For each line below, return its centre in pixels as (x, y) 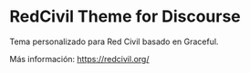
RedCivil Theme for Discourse (125, 17)
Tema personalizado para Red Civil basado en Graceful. (114, 41)
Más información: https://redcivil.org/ (79, 59)
